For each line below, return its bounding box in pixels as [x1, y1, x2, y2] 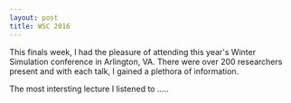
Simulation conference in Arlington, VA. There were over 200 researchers [9, 56, 283, 67]
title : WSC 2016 [9, 22, 70, 31]
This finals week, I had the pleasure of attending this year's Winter [9, 46, 256, 57]
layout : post [9, 13, 59, 23]
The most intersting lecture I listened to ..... [9, 83, 169, 94]
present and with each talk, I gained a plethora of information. [9, 65, 239, 77]
